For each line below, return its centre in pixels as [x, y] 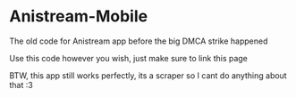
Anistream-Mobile [79, 16]
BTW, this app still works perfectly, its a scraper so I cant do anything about [148, 75]
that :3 [21, 85]
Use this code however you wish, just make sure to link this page [129, 58]
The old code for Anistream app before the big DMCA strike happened [139, 41]
